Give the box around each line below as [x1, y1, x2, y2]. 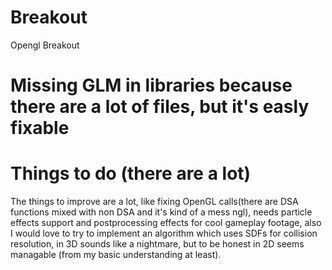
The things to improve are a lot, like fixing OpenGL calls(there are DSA [10, 196, 299, 208]
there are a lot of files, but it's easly [10, 96, 310, 118]
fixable [10, 117, 70, 140]
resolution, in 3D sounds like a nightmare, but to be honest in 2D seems [10, 238, 305, 250]
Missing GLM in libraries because [10, 74, 293, 97]
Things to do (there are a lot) [10, 162, 252, 185]
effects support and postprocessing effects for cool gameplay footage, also [10, 217, 322, 229]
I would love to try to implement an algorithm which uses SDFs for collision [10, 227, 318, 240]
